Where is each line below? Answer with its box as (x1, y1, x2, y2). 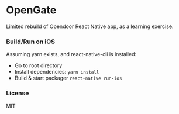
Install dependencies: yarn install (14, 68, 99, 75)
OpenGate (6, 4, 57, 17)
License (6, 89, 29, 97)
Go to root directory (14, 62, 63, 69)
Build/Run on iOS (6, 37, 56, 46)
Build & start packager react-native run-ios (14, 74, 122, 82)
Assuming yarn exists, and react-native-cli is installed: (6, 51, 137, 58)
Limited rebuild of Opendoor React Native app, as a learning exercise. (6, 23, 174, 30)
